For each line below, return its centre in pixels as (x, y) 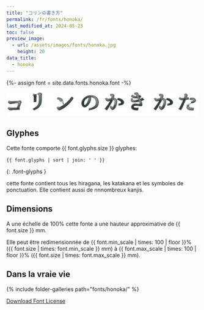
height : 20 (31, 52)
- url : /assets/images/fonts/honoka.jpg (64, 45)
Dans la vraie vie (38, 274)
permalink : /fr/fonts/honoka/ (45, 19)
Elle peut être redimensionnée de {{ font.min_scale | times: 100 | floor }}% (99, 242)
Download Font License (36, 301)
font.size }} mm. (27, 230)
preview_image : (26, 39)
